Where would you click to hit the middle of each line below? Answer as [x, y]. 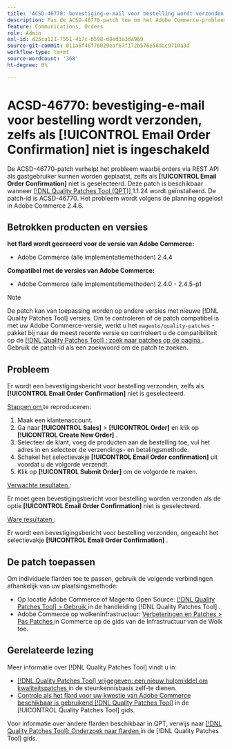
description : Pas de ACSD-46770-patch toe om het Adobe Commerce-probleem [117, 20]
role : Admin [24, 33]
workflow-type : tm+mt [38, 53]
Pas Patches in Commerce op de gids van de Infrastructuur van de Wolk [120, 621]
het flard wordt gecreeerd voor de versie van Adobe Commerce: [101, 244]
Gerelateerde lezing [50, 650]
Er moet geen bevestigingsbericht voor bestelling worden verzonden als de [114, 498]
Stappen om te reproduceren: [49, 407]
